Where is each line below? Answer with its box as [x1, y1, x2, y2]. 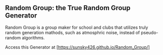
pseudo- [141, 29, 159, 36]
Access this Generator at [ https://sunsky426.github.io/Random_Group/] [5, 44, 150, 50]
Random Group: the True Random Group [5, 4, 130, 12]
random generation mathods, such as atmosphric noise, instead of [5, 29, 140, 36]
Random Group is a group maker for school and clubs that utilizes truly [5, 24, 149, 30]
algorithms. [22, 35, 45, 40]
